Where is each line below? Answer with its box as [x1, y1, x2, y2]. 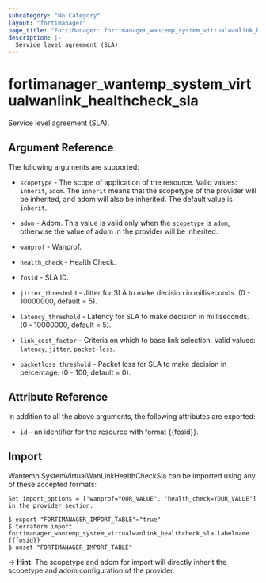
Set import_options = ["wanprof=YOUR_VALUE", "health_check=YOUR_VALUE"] [8, 494, 257, 503]
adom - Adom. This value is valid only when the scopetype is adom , [19, 218, 230, 227]
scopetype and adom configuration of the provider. [8, 566, 176, 575]
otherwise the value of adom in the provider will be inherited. [19, 227, 218, 236]
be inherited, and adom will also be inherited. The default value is [19, 194, 234, 204]
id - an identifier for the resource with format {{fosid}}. [19, 427, 199, 436]
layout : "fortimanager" [8, 19, 87, 27]
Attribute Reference [8, 391, 108, 404]
